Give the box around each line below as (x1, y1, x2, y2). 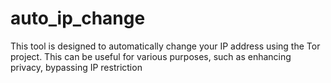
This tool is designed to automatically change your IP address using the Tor (10, 40, 321, 52)
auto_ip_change (10, 7, 146, 30)
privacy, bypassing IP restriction (10, 61, 143, 73)
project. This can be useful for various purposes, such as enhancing (10, 50, 292, 62)
